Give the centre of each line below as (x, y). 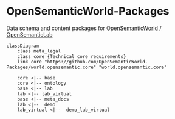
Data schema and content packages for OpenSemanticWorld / (84, 28)
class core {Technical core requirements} (72, 56)
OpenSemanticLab (29, 34)
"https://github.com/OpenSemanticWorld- (96, 62)
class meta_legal (39, 51)
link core (30, 62)
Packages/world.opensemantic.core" (51, 67)
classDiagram (23, 46)
